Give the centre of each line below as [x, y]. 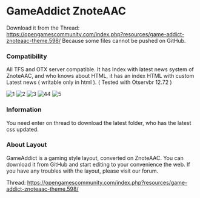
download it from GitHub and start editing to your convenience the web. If [98, 164]
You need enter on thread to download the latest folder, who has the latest [99, 123]
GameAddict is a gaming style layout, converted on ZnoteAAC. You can [95, 158]
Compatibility [27, 56]
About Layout [27, 145]
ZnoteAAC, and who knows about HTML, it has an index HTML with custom [100, 76]
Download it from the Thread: [43, 28]
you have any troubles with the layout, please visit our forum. [82, 171]
